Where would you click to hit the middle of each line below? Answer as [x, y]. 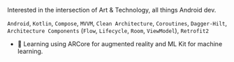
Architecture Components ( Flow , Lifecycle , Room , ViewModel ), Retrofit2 [108, 31]
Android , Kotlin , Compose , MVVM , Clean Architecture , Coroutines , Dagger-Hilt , [117, 23]
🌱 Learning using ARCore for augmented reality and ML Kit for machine [120, 44]
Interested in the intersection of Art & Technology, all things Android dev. [112, 10]
